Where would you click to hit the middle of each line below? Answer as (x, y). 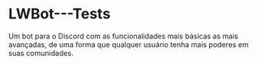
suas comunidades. (41, 53)
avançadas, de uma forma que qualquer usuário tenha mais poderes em (128, 44)
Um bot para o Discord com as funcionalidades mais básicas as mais (124, 36)
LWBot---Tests (60, 14)
